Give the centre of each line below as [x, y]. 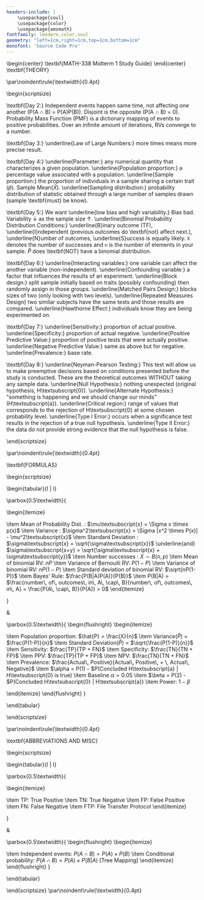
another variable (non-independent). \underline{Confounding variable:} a [98, 269]
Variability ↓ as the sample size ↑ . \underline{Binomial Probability [89, 219]
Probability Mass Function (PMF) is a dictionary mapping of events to [93, 118]
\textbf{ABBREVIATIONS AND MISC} [52, 741]
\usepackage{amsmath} [45, 29]
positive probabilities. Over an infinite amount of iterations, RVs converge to [101, 125]
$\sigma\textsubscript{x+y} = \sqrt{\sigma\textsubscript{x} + [83, 550]
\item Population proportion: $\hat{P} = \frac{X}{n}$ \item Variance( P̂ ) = [97, 636]
